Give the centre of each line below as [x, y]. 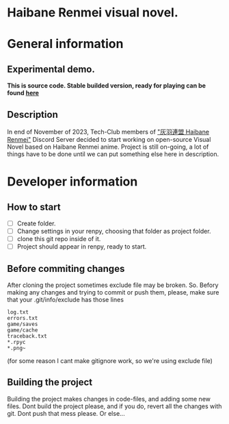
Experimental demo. [51, 69]
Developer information [72, 182]
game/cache [23, 330]
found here [23, 93]
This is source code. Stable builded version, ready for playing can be [107, 86]
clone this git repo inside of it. [59, 239]
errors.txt [23, 319]
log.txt [18, 312]
